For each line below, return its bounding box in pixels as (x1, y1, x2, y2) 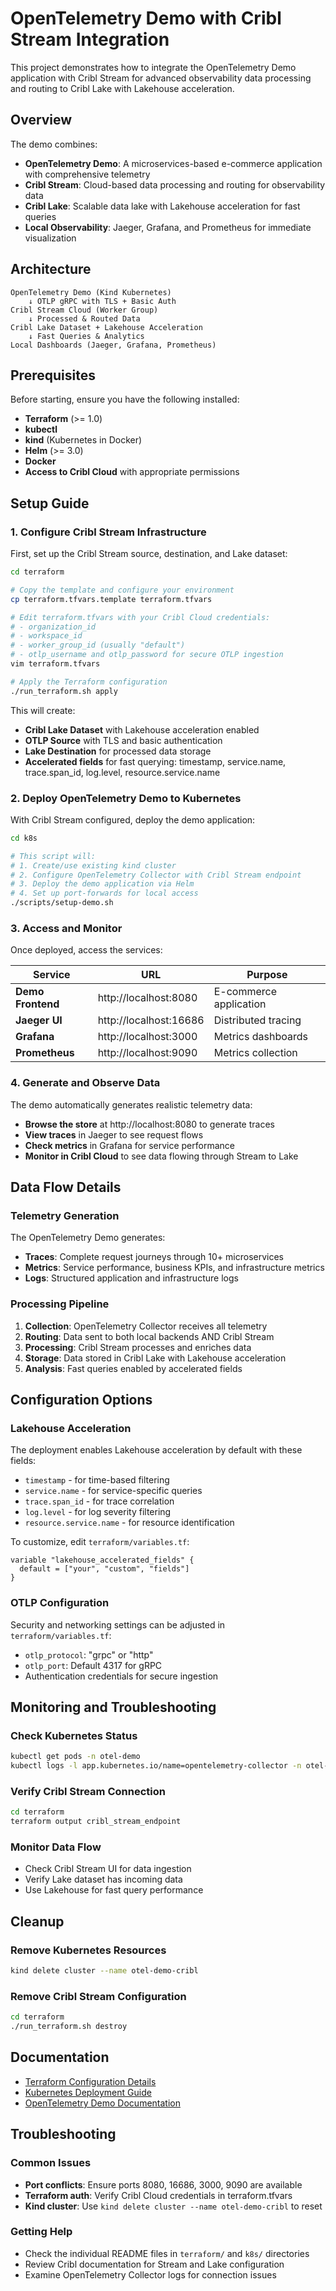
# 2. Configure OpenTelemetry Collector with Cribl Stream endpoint (10, 870, 302, 880)
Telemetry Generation (10, 1209, 120, 1223)
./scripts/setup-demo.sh (10, 898, 114, 908)
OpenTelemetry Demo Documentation (24, 2097, 181, 2109)
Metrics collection (213, 1046, 298, 1060)
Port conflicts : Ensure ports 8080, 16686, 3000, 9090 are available (24, 2178, 303, 2191)
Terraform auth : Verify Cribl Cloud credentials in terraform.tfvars (24, 2189, 293, 2201)
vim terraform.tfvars (10, 659, 101, 669)
